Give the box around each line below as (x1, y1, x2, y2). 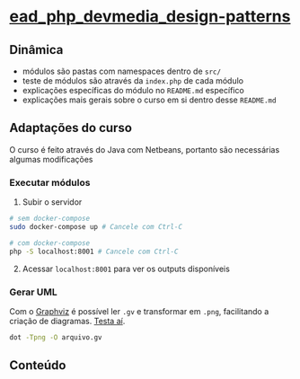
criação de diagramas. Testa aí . (9, 315, 126, 326)
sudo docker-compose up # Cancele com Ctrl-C (9, 222, 182, 231)
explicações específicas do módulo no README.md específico (22, 85, 244, 95)
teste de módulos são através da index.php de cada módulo (22, 75, 244, 86)
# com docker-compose (9, 238, 91, 248)
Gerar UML (9, 286, 57, 298)
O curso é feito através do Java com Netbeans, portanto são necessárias (9, 144, 280, 154)
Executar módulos (9, 176, 91, 189)
